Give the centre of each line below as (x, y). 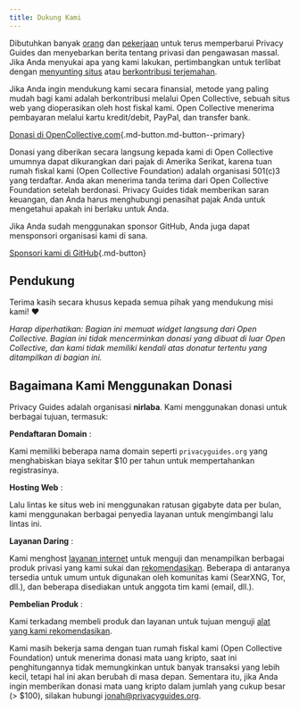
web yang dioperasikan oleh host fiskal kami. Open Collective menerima (142, 107)
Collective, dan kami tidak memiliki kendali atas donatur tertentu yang (138, 348)
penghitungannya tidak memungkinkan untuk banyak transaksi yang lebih (145, 667)
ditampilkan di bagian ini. (56, 357)
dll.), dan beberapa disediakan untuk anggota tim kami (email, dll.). (132, 587)
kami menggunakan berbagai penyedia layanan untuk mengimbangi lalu (141, 514)
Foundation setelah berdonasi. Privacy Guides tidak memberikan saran (139, 189)
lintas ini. (25, 524)
